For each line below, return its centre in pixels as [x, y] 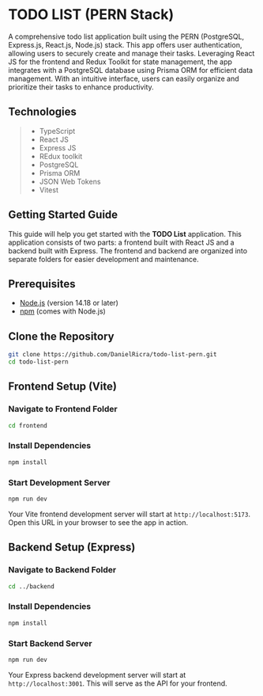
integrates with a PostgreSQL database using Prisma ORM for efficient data [131, 70]
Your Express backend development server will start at [97, 675]
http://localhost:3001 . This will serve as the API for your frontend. [118, 683]
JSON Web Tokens [70, 181]
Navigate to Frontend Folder [63, 409]
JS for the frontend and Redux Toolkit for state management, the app [120, 62]
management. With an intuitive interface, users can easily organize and [124, 78]
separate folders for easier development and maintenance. [103, 259]
